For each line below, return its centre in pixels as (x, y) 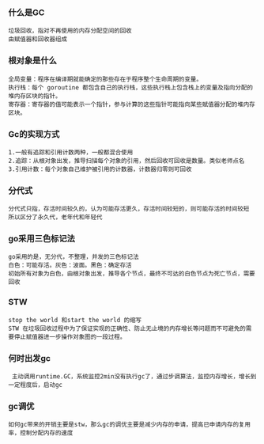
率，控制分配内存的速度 (41, 433)
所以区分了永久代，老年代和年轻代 (55, 218)
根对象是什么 (33, 61)
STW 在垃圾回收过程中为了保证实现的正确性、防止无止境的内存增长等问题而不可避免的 (127, 328)
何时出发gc (30, 358)
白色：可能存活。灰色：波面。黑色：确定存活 (70, 266)
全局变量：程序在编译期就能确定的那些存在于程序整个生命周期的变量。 (106, 79)
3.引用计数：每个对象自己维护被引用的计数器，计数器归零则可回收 (100, 169)
